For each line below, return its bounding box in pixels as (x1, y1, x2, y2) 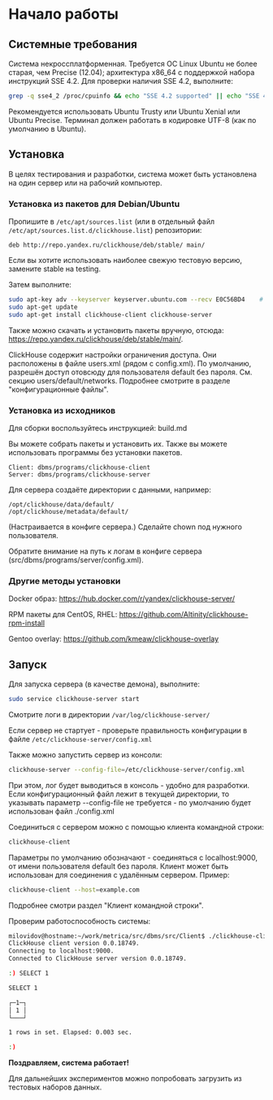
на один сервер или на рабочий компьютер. (8, 177, 162, 187)
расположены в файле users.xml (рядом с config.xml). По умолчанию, (8, 358, 252, 368)
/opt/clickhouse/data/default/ (8, 500, 115, 509)
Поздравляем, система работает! (8, 1058, 130, 1067)
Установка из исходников (8, 405, 116, 416)
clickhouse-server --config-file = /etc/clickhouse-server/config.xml (8, 765, 245, 774)
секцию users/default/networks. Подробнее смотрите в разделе (8, 375, 231, 385)
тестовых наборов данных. (8, 1082, 102, 1092)
